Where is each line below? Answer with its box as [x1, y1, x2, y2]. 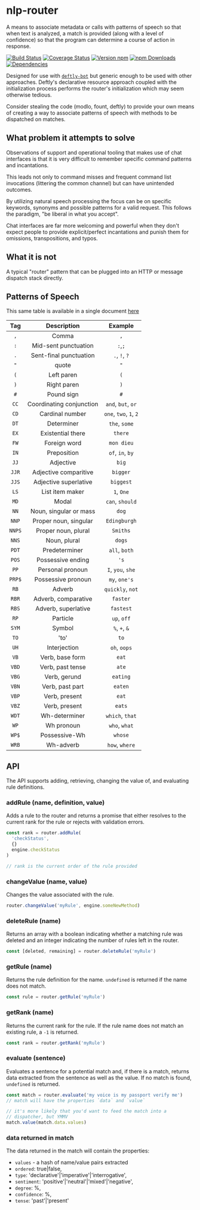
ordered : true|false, [14, 1165, 62, 1172]
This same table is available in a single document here [6, 307, 139, 315]
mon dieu [109, 440, 134, 446]
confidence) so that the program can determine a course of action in [6, 36, 175, 43]
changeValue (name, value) [6, 877, 88, 886]
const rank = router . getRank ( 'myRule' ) [6, 1040, 106, 1046]
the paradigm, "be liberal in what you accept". [6, 210, 119, 218]
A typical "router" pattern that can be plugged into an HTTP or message [6, 268, 183, 275]
